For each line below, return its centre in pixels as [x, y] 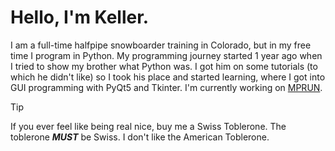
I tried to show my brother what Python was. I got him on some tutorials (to [164, 66]
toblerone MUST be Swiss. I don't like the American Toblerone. [140, 137]
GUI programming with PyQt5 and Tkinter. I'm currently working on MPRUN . [166, 87]
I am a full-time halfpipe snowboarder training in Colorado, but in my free [161, 45]
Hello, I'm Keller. [80, 17]
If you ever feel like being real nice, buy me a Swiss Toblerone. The [148, 126]
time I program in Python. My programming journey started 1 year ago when [166, 55]
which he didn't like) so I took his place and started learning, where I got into [168, 77]
